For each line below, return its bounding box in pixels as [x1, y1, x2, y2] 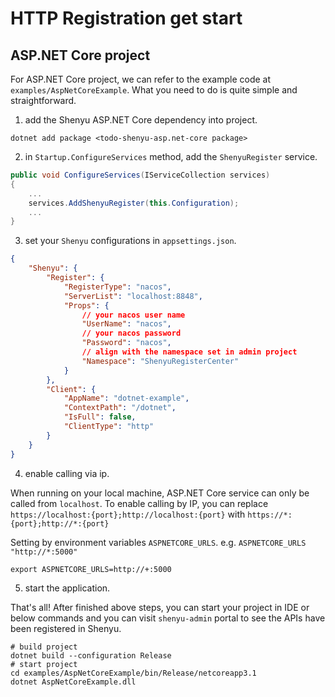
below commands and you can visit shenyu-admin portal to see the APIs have [10, 612, 326, 624]
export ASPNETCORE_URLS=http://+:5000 [10, 564, 172, 574]
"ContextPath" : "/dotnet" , [63, 403, 177, 413]
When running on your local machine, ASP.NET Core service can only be [10, 487, 310, 499]
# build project [10, 642, 78, 652]
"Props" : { [63, 300, 110, 311]
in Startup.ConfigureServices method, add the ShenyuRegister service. [24, 151, 318, 162]
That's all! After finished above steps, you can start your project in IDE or [10, 601, 310, 613]
